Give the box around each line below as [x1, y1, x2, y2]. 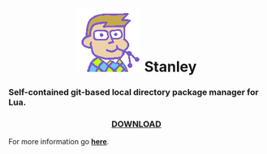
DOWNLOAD [110, 118, 162, 130]
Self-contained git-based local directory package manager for [8, 87, 259, 98]
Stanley [144, 58, 197, 76]
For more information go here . [8, 137, 110, 147]
